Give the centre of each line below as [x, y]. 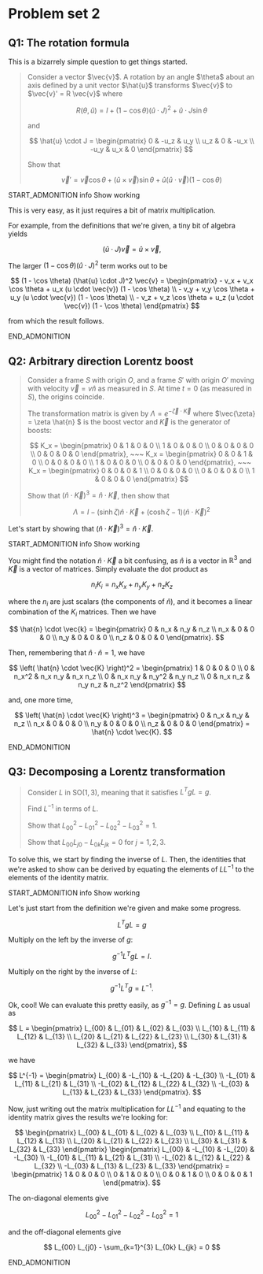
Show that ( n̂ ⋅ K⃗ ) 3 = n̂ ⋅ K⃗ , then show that [99, 494]
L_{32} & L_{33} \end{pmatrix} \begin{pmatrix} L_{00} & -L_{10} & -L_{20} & [132, 1150]
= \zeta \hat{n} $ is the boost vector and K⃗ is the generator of [129, 421]
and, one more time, [40, 700]
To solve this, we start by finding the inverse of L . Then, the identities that [127, 860]
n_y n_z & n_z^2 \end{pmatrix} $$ [132, 684]
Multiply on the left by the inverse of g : [71, 940]
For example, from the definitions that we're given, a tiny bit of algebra [122, 225]
